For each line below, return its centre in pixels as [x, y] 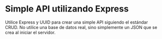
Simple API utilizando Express [67, 9]
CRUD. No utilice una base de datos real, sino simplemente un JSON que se [81, 27]
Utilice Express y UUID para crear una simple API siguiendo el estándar [76, 22]
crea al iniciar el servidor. [30, 32]
